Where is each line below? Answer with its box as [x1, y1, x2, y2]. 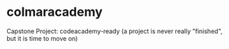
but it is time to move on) [6, 34, 78, 42]
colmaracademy [6, 4, 103, 20]
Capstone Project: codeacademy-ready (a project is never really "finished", [6, 27, 223, 35]
